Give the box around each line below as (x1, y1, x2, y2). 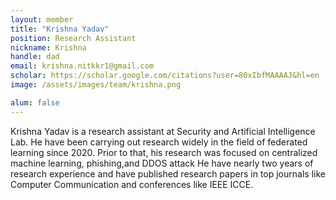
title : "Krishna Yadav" (10, 24, 110, 34)
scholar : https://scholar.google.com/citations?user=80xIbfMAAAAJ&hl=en (10, 71, 320, 81)
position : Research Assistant (10, 33, 137, 43)
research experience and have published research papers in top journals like (10, 167, 326, 180)
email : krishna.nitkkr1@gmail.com (10, 61, 155, 71)
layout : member (10, 14, 74, 25)
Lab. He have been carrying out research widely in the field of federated (10, 136, 308, 148)
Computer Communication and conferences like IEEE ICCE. (10, 178, 254, 190)
